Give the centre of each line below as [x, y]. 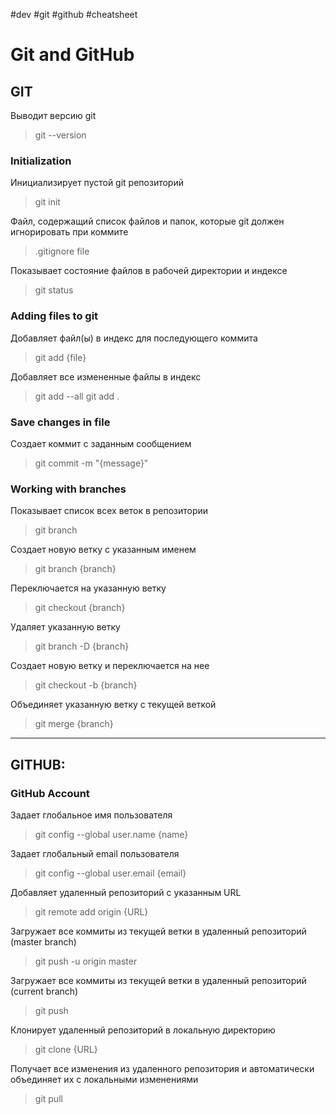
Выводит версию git [53, 115]
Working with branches [68, 489]
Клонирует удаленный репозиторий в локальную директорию [143, 1030]
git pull [48, 1098]
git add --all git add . [77, 396]
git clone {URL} [66, 1049]
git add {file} [60, 357]
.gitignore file [62, 251]
